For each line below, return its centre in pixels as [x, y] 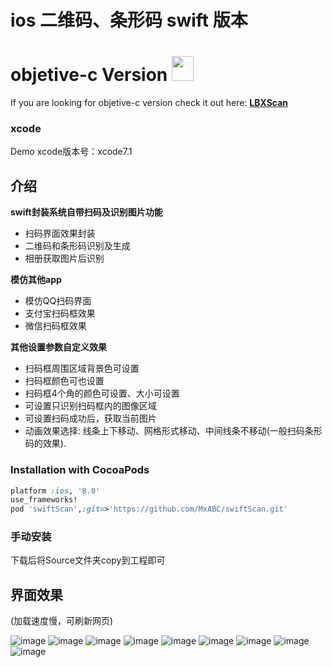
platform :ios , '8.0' [55, 491]
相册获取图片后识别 [64, 258]
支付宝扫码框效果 [60, 313]
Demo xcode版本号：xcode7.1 [71, 152]
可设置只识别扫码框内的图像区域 [90, 406]
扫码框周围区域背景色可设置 [82, 368]
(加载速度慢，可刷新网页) [62, 621]
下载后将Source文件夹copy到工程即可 [88, 560]
